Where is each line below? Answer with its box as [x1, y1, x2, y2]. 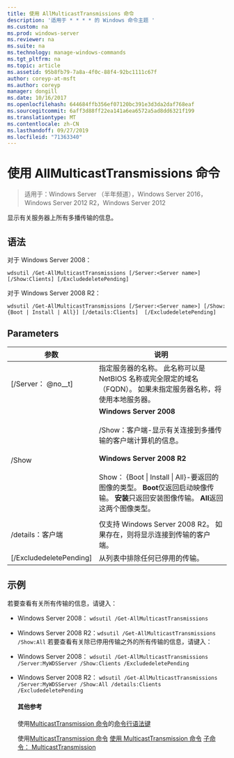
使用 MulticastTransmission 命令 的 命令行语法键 [17, 719, 151, 727]
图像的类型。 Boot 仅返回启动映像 [98, 483, 208, 492]
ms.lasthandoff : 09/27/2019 [7, 127, 89, 134]
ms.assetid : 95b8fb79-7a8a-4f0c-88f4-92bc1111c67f [7, 68, 157, 75]
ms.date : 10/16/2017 [7, 95, 68, 102]
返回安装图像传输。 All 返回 [135, 493, 224, 503]
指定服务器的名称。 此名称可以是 [98, 363, 205, 373]
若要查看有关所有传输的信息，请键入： [7, 599, 117, 607]
